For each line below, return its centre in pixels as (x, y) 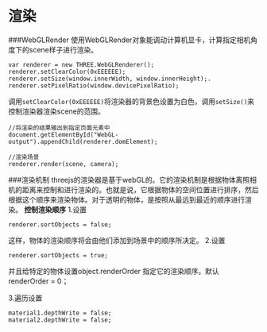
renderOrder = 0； (39, 281)
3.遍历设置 (25, 298)
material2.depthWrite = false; (60, 320)
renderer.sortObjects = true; (58, 255)
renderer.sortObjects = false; (60, 224)
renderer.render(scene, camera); (64, 164)
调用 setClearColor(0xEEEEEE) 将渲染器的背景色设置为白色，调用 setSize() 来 (132, 101)
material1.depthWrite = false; (60, 313)
